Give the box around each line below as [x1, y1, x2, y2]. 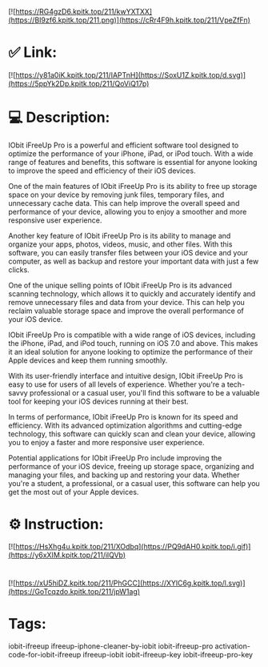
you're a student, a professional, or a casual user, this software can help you [8, 478, 260, 488]
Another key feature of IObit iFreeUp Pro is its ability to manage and [8, 231, 231, 240]
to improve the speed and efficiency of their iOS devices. [8, 166, 196, 175]
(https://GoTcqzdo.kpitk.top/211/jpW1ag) [8, 587, 141, 596]
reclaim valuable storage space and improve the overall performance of [8, 306, 244, 315]
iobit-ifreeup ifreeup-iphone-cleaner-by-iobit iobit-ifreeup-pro [8, 641, 214, 651]
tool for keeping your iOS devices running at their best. [8, 396, 190, 406]
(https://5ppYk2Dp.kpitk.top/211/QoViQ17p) [8, 78, 150, 88]
